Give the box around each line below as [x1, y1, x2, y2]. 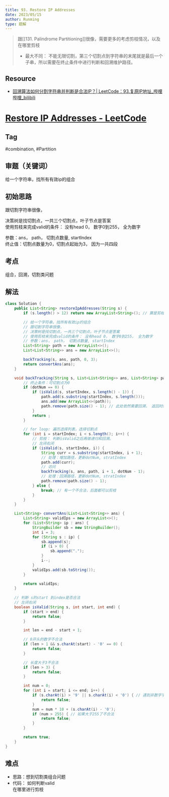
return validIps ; [23, 581, 59, 586]
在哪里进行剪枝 [12, 786, 44, 792]
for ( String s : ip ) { [32, 535, 80, 540]
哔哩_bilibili [12, 94, 36, 101]
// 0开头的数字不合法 [23, 637, 63, 642]
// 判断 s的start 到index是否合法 [14, 595, 80, 601]
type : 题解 [5, 21, 27, 27]
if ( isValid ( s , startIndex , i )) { [32, 445, 105, 451]
